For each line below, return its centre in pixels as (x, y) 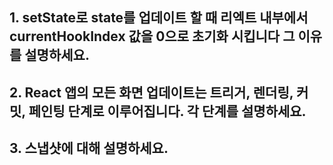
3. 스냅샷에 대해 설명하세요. (89, 148)
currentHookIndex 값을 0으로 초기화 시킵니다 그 (152, 36)
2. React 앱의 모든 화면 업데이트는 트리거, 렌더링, (151, 92)
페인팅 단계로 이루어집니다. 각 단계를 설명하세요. (167, 111)
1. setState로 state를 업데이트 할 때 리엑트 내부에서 (159, 18)
